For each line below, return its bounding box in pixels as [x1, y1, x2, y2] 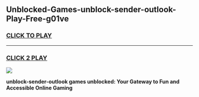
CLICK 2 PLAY [6, 53, 47, 62]
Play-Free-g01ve [6, 14, 69, 24]
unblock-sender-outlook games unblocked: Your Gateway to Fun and [6, 78, 179, 85]
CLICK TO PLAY [6, 32, 52, 40]
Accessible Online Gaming [6, 84, 73, 91]
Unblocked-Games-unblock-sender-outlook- [6, 5, 176, 15]
